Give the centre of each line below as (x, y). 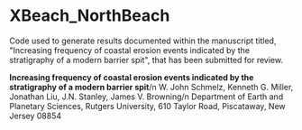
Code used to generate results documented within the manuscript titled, (143, 41)
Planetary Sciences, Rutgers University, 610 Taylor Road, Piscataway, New (147, 106)
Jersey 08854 (36, 116)
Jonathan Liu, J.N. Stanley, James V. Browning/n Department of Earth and (146, 97)
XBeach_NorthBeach (90, 16)
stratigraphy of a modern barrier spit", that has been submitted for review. (146, 60)
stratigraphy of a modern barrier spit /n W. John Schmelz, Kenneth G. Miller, (151, 87)
